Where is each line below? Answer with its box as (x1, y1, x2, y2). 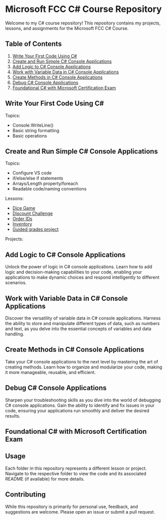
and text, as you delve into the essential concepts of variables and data (5, 326, 152, 332)
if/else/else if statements (12, 175, 63, 181)
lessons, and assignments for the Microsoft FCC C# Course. (5, 25, 129, 31)
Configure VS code (12, 170, 52, 176)
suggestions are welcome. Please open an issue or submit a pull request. (5, 509, 156, 515)
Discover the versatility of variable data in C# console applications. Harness (5, 315, 161, 321)
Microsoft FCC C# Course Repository (5, 3, 162, 15)
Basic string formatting (12, 127, 60, 133)
